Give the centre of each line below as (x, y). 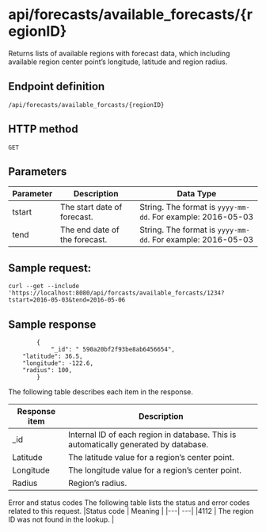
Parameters (38, 171)
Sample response (52, 324)
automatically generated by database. (139, 445)
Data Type (197, 194)
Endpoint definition (57, 87)
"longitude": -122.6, (58, 363)
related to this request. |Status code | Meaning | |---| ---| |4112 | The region (131, 511)
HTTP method (43, 129)
